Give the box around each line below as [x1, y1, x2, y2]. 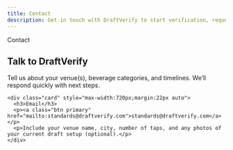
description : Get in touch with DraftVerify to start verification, [7, 17, 209, 24]
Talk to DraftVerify [7, 55, 88, 67]
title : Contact [7, 10, 51, 17]
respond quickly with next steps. [7, 81, 101, 90]
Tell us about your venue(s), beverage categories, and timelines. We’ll [7, 74, 207, 82]
